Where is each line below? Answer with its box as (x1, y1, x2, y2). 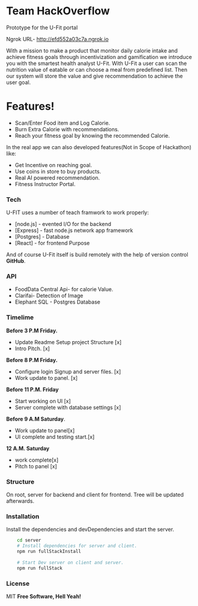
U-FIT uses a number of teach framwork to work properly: (6, 209, 149, 216)
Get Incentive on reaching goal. (14, 161, 92, 168)
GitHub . (6, 258, 26, 265)
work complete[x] (14, 456, 58, 463)
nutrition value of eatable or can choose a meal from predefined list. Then (6, 66, 188, 73)
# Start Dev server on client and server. (17, 559, 124, 565)
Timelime (6, 313, 34, 321)
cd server (17, 537, 42, 543)
